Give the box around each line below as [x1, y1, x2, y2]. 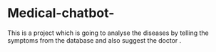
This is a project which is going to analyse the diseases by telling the [7, 28, 209, 37]
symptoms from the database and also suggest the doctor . [7, 36, 182, 44]
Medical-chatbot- [7, 5, 115, 21]
